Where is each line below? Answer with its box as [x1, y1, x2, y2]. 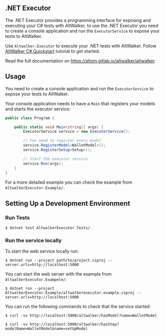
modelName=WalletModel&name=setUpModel [5, 327, 88, 332]
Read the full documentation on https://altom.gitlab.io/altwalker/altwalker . [5, 57, 156, 64]
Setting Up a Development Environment [5, 199, 131, 208]
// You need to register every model [23, 138, 101, 143]
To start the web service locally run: [5, 248, 79, 254]
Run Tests [5, 214, 30, 221]
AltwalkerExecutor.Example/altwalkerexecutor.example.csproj [5, 291, 135, 296]
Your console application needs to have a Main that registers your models [5, 100, 156, 106]
